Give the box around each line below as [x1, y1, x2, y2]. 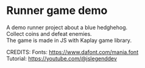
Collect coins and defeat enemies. [6, 30, 93, 37]
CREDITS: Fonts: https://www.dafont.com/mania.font [6, 48, 139, 55]
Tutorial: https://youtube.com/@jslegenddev [6, 55, 118, 62]
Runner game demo [6, 4, 108, 18]
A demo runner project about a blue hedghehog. [6, 24, 128, 31]
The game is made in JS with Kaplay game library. [6, 36, 132, 44]
